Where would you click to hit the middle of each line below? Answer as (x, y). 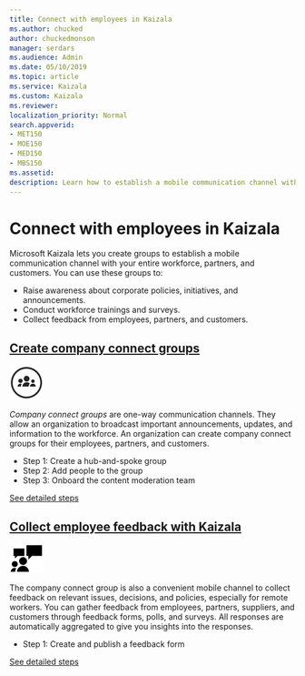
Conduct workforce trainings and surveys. (101, 310)
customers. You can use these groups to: (86, 273)
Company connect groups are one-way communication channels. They (143, 415)
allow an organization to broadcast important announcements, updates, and (151, 424)
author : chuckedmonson (52, 38)
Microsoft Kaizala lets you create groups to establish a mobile (125, 254)
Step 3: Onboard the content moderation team (108, 480)
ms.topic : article (44, 77)
